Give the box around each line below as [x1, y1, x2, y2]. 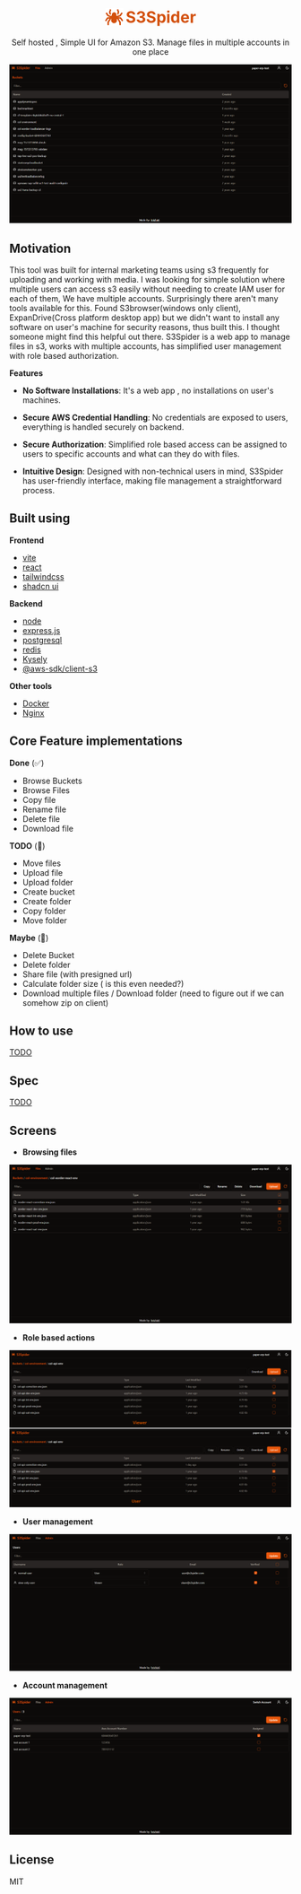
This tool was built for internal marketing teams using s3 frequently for [9, 265, 270, 275]
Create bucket [21, 886, 75, 897]
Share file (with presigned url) [21, 968, 133, 980]
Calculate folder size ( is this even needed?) [21, 978, 185, 989]
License [9, 1852, 55, 1868]
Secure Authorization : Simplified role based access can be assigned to [21, 439, 288, 450]
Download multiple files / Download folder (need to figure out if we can [21, 988, 285, 999]
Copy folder [21, 905, 67, 916]
